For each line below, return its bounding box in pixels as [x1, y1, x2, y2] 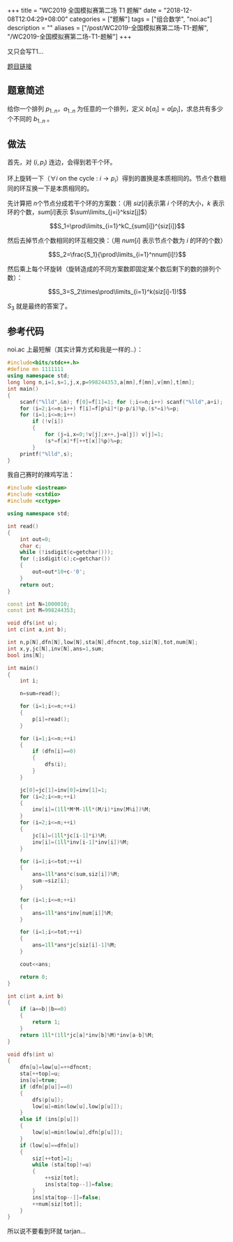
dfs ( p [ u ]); [32, 1096, 64, 1103]
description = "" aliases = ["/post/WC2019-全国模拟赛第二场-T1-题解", [7, 24, 209, 32]
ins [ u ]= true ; [20, 1077, 58, 1084]
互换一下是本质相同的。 [25, 184, 93, 193]
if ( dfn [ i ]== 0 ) [32, 748, 77, 755]
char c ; [20, 542, 42, 550]
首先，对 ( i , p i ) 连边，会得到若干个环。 [7, 158, 116, 168]
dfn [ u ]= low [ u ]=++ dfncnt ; [20, 1063, 92, 1071]
